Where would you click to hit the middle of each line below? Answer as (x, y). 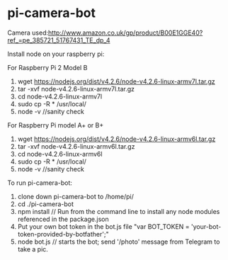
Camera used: (28, 33)
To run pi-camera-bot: (40, 183)
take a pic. (33, 249)
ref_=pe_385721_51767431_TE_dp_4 (59, 40)
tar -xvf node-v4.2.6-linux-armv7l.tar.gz (76, 89)
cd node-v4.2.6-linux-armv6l (60, 154)
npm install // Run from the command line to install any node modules (119, 211)
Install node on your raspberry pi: (56, 54)
